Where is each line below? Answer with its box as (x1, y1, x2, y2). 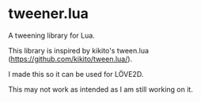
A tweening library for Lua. (8, 31, 95, 40)
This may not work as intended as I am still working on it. (8, 84, 194, 94)
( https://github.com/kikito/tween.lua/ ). (8, 54, 133, 64)
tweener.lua (8, 5, 89, 23)
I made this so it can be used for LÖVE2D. (8, 69, 144, 78)
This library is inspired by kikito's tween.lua (8, 46, 149, 55)
